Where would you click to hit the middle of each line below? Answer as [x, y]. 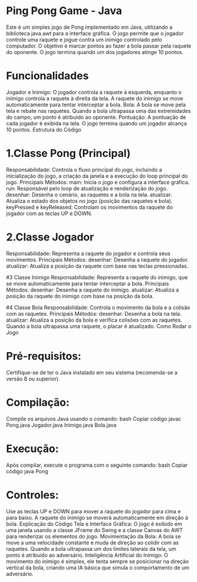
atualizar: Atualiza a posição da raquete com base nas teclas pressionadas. [97, 266]
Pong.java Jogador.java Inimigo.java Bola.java [61, 425]
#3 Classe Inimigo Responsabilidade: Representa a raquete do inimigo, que [97, 277]
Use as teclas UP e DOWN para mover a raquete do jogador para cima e [94, 511]
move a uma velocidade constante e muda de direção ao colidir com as [93, 543]
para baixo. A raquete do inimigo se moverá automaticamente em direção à [97, 517]
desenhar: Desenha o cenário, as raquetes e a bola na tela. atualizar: [89, 195]
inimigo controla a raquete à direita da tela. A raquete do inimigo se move [95, 98]
